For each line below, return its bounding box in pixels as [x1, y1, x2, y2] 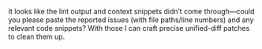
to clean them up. [8, 32, 65, 41]
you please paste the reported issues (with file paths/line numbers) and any [8, 15, 254, 24]
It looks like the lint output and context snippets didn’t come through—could [8, 7, 255, 16]
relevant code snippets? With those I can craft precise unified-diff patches [8, 24, 250, 32]
